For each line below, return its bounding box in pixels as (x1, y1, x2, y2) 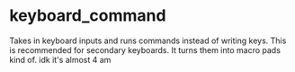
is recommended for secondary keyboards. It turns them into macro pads (9, 44, 282, 55)
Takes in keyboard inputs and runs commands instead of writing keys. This (9, 35, 287, 46)
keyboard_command (9, 5, 166, 26)
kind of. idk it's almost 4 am (9, 54, 112, 65)
